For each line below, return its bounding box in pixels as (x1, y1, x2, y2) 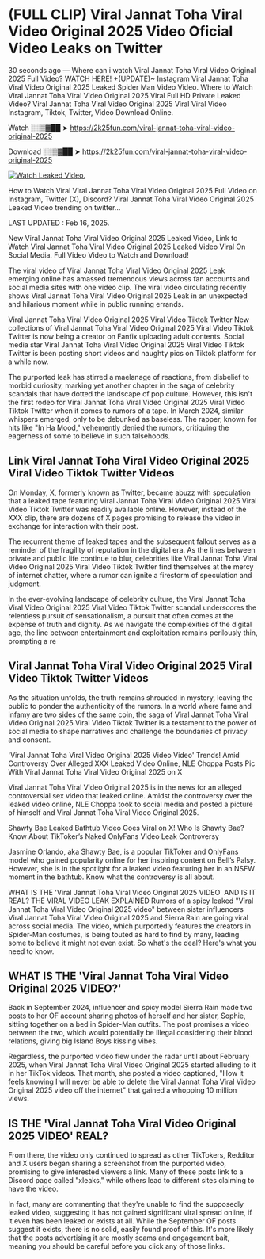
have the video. (8, 1184, 59, 1194)
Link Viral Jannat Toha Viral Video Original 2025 (8, 454, 250, 468)
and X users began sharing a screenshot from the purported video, (8, 1159, 227, 1169)
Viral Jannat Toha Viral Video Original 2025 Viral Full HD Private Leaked (8, 90, 241, 100)
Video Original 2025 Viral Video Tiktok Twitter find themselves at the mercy (8, 561, 254, 572)
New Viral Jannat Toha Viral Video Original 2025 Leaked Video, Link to (8, 233, 238, 243)
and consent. (8, 735, 51, 744)
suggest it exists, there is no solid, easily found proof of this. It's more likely (8, 1225, 255, 1234)
